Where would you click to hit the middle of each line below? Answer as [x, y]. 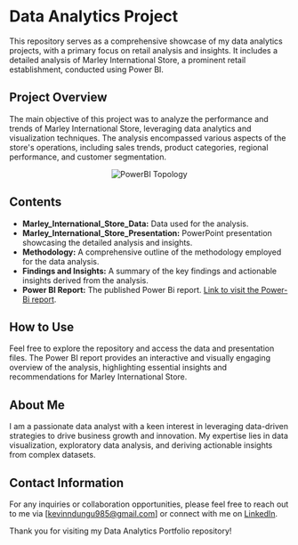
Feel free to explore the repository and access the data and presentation [142, 348]
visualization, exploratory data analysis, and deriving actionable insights [141, 445]
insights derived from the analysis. [85, 280]
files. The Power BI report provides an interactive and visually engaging [140, 358]
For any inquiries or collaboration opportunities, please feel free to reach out [149, 504]
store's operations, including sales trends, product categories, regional [139, 147]
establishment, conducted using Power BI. [87, 69]
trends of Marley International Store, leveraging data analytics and [130, 128]
